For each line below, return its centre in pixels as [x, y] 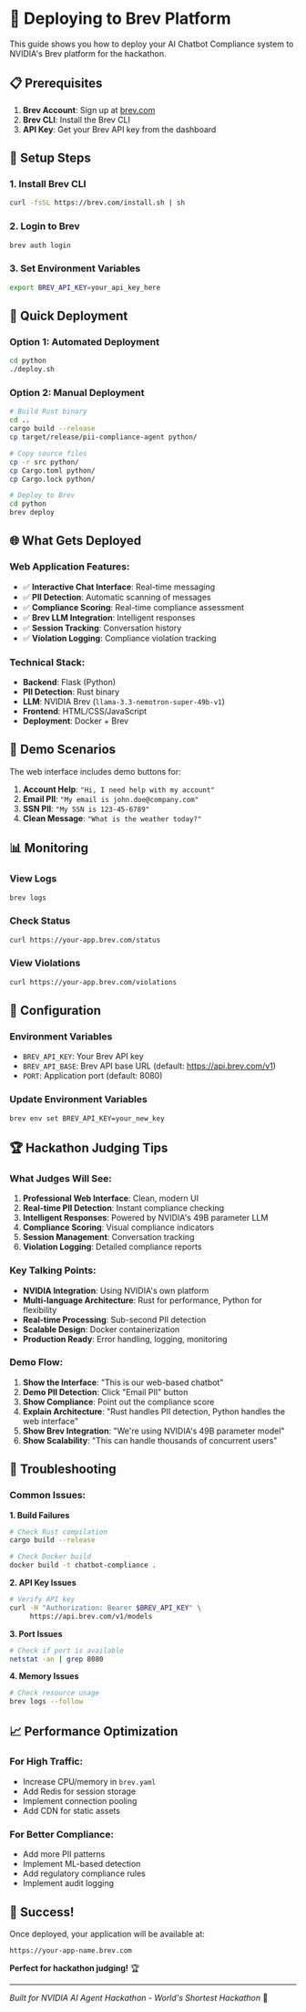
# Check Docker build [51, 1557]
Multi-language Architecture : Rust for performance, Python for [142, 1300]
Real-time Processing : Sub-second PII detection [114, 1319]
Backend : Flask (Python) [69, 682]
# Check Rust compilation [58, 1532]
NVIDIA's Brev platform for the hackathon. [88, 53]
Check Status [40, 921]
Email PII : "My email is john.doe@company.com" [111, 798]
